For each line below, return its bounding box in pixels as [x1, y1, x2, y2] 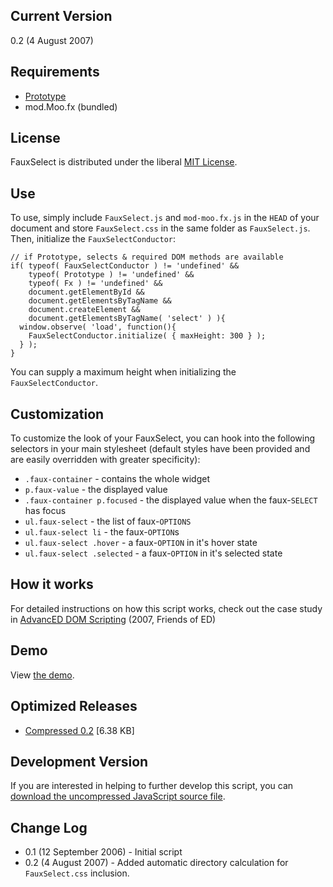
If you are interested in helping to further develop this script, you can [10, 780, 294, 792]
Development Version [10, 753, 149, 770]
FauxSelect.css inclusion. [24, 867, 130, 879]
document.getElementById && [28, 287, 145, 298]
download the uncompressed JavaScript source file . [10, 790, 226, 803]
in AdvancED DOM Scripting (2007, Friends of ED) [10, 613, 217, 625]
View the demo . [10, 669, 75, 681]
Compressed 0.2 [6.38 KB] [24, 724, 135, 736]
